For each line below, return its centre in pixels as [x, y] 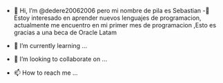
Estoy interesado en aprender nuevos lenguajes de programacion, [107, 18]
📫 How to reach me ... [46, 73]
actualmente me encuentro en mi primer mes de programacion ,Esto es [115, 25]
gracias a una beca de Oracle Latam [65, 32]
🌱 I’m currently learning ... [50, 46]
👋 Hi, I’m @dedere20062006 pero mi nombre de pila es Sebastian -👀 [111, 11]
